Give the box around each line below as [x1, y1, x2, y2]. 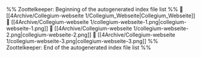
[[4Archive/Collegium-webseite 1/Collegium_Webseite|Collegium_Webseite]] [6, 12, 196, 19]
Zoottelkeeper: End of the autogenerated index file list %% [6, 44, 151, 51]
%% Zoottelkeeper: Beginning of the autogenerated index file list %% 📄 [6, 6, 184, 13]
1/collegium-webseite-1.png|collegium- [89, 19, 187, 25]
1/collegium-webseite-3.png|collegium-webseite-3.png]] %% [6, 38, 158, 44]
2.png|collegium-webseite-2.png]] [6, 31, 92, 38]
